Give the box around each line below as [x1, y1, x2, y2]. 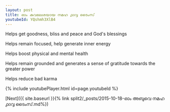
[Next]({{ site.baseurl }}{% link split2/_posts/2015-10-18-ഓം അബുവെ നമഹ [5, 95, 165, 102]
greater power [5, 66, 35, 72]
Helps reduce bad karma [5, 76, 58, 82]
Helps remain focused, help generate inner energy [5, 41, 111, 47]
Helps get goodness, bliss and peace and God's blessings [5, 31, 127, 37]
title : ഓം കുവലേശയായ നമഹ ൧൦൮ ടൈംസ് [5, 12, 95, 17]
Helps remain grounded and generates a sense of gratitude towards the [5, 61, 156, 67]
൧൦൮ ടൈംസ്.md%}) [5, 101, 49, 107]
